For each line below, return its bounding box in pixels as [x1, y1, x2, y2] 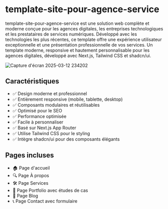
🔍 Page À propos [12, 172, 49, 178]
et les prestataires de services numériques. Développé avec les [5, 31, 137, 37]
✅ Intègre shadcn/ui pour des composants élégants [12, 136, 120, 142]
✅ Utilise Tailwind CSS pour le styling [12, 130, 90, 136]
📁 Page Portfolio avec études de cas [12, 187, 88, 193]
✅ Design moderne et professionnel [12, 90, 87, 97]
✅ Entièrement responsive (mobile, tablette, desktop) [12, 96, 123, 102]
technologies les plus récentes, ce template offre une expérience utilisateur [5, 36, 162, 43]
